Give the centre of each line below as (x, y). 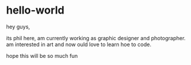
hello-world (35, 10)
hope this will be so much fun (42, 56)
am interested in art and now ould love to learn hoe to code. (79, 44)
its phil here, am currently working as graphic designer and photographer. (96, 38)
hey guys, (18, 27)
